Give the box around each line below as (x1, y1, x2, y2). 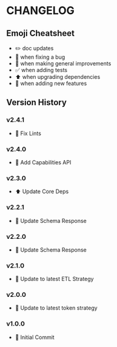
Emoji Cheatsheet (6, 28, 75, 38)
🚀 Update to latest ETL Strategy (15, 276, 94, 283)
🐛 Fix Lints (15, 130, 41, 137)
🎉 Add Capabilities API (15, 158, 72, 166)
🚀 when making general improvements (15, 60, 112, 67)
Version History (6, 97, 67, 108)
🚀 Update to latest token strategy (15, 304, 98, 312)
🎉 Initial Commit (15, 334, 55, 341)
